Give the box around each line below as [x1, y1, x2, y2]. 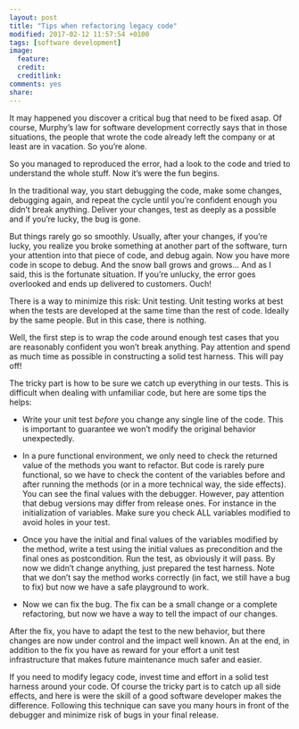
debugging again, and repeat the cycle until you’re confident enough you [9, 194, 278, 205]
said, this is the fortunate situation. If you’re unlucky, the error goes [9, 269, 256, 280]
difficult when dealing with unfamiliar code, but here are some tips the [9, 387, 267, 398]
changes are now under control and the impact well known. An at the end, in [9, 635, 290, 646]
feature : [17, 54, 50, 63]
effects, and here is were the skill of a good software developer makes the [9, 690, 282, 701]
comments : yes [9, 80, 62, 88]
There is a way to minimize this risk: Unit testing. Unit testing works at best [9, 296, 284, 306]
